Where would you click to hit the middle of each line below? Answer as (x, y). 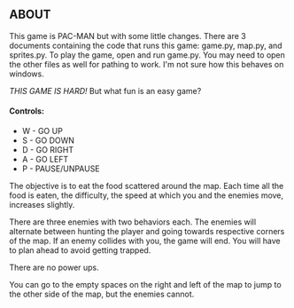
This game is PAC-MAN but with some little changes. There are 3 (128, 36)
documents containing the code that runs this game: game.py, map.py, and (146, 45)
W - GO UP (43, 131)
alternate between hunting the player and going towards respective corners (147, 232)
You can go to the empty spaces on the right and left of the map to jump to (145, 285)
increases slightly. (42, 205)
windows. (27, 74)
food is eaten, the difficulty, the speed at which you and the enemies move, (147, 195)
